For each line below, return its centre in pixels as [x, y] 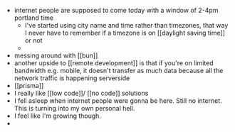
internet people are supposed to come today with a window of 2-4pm [116, 10]
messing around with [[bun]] [56, 55]
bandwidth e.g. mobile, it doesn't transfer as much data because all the [119, 71]
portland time [34, 18]
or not [33, 40]
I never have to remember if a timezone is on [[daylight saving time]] [125, 33]
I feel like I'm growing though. [58, 116]
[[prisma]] [29, 86]
